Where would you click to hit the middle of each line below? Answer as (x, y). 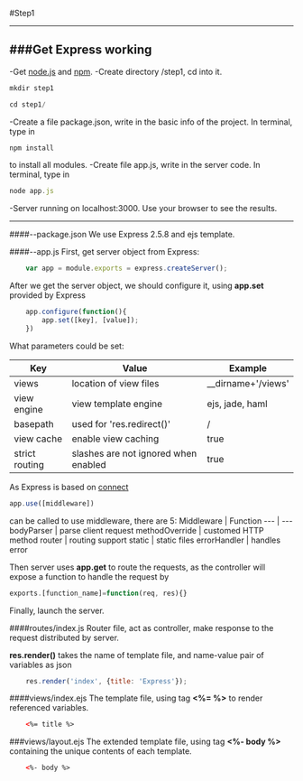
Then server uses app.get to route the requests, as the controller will (138, 567)
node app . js (32, 191)
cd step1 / (28, 104)
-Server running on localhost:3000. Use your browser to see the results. (143, 209)
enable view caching (115, 439)
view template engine (117, 404)
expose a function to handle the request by (89, 576)
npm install (32, 148)
